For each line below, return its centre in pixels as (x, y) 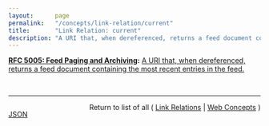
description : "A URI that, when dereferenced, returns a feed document (130, 38)
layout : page (39, 16)
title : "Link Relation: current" (75, 30)
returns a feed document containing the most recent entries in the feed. (126, 69)
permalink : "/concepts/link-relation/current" (91, 23)
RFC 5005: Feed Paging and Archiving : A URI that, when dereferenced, (127, 61)
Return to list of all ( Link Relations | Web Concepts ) (175, 108)
